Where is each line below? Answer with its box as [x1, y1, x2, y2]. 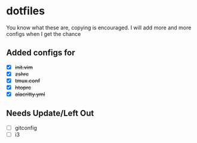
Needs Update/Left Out [6, 108, 94, 118]
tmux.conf [14, 77, 41, 84]
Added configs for [6, 48, 76, 58]
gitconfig [14, 124, 38, 131]
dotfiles [6, 4, 45, 18]
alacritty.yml [14, 91, 45, 98]
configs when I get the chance [6, 30, 81, 37]
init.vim [14, 63, 33, 71]
